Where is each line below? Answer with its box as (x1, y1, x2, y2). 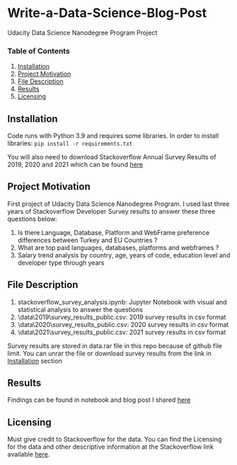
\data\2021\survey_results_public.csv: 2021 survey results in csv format (17, 328, 226, 336)
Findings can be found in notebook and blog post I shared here (7, 396, 191, 404)
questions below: (7, 214, 58, 223)
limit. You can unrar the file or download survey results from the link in (7, 349, 212, 357)
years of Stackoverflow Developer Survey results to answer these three (7, 207, 216, 215)
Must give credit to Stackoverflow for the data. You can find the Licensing (7, 435, 222, 444)
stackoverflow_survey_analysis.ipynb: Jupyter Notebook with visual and (17, 297, 228, 306)
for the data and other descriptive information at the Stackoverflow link (7, 442, 214, 451)
